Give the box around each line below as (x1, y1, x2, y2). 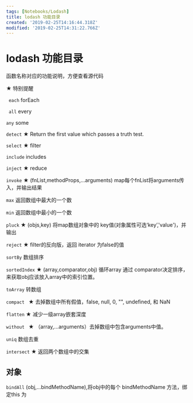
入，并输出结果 (6, 184, 42, 191)
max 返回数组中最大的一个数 (6, 197, 72, 204)
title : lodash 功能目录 (6, 14, 60, 20)
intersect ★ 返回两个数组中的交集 (6, 348, 89, 355)
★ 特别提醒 (6, 85, 34, 92)
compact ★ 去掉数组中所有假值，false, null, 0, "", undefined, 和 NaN (6, 298, 171, 305)
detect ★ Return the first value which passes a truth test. (6, 131, 144, 138)
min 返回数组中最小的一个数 (6, 209, 72, 216)
